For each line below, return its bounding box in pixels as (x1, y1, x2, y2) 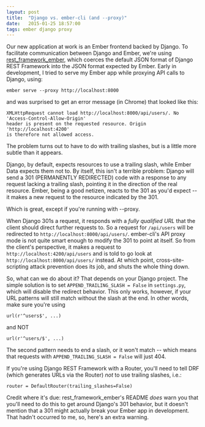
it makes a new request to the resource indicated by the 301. (6, 194, 159, 201)
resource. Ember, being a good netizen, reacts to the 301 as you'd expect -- (6, 187, 198, 194)
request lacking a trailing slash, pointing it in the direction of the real (6, 181, 177, 188)
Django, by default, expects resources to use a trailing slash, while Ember (6, 161, 192, 168)
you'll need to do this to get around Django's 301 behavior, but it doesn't (6, 401, 188, 408)
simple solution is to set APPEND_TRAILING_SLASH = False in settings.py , (6, 281, 186, 289)
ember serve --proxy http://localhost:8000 (6, 87, 119, 94)
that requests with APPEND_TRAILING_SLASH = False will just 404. (6, 353, 166, 360)
